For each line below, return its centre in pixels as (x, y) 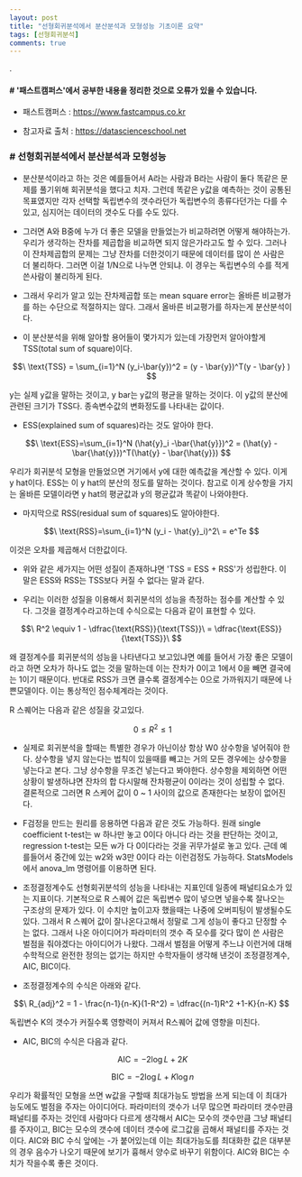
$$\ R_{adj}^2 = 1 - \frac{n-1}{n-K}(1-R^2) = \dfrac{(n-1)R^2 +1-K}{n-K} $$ (151, 1004)
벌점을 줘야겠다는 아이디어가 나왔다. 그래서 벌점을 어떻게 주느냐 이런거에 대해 (157, 944)
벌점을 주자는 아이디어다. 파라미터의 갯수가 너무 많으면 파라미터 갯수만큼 (167, 1107)
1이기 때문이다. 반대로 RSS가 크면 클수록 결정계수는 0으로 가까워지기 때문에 (151, 679)
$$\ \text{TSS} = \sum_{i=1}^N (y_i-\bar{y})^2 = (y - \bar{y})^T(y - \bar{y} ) (151, 366)
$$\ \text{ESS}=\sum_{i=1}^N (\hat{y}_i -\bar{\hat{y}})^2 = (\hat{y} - (151, 443)
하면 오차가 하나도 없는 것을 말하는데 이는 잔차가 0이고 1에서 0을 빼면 (146, 667)
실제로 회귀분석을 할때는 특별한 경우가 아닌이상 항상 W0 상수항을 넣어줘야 (151, 748)
